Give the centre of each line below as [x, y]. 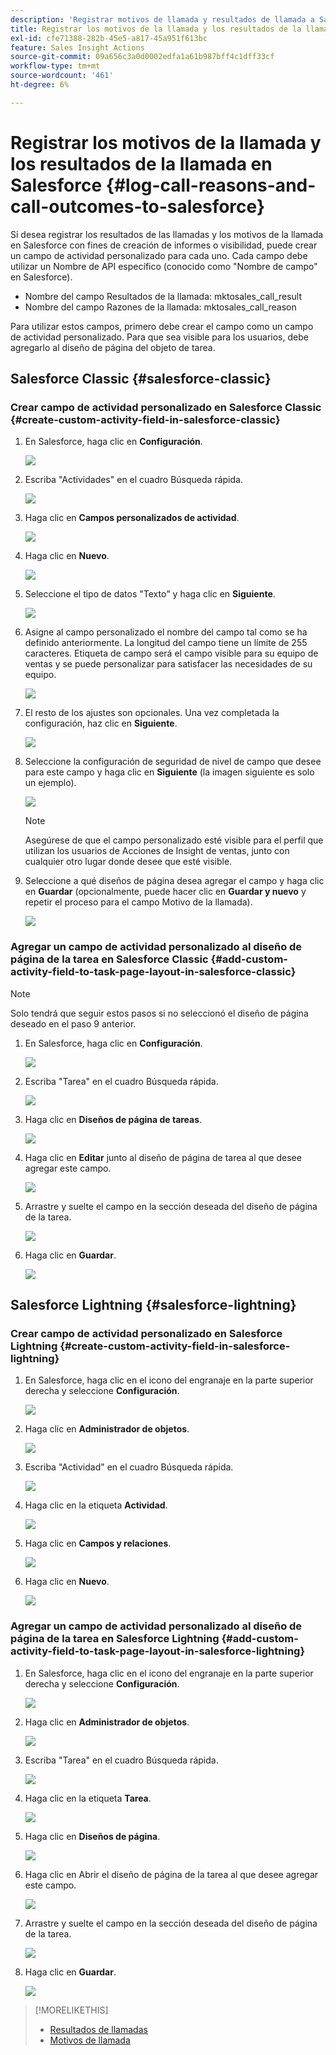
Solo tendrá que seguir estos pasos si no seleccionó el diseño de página [159, 1013]
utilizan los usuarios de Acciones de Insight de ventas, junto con [157, 851]
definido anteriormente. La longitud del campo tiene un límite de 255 [166, 643]
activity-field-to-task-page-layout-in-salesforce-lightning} [158, 1651]
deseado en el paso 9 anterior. [73, 1023]
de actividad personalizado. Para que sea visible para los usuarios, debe [159, 337]
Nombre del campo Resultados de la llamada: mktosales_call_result [163, 296]
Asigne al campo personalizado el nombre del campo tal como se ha [166, 632]
